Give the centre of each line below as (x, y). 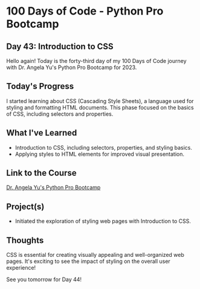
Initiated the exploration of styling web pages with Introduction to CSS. (103, 221)
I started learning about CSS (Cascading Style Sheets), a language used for (100, 101)
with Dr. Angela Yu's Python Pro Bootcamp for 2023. (72, 67)
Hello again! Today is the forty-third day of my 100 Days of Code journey (96, 61)
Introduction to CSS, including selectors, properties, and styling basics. (103, 147)
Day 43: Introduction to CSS (60, 46)
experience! (21, 268)
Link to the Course (41, 173)
